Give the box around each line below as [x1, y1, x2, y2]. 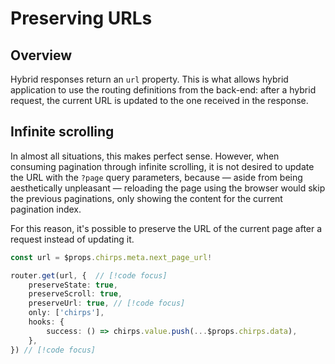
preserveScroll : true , [28, 289, 123, 299]
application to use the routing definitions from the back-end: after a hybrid [10, 84, 317, 96]
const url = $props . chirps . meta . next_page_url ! [10, 252, 213, 262]
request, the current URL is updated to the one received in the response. [10, 95, 309, 106]
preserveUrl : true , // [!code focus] [28, 298, 186, 309]
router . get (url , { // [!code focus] [10, 270, 168, 281]
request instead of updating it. [10, 233, 135, 245]
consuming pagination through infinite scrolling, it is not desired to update [10, 160, 315, 172]
